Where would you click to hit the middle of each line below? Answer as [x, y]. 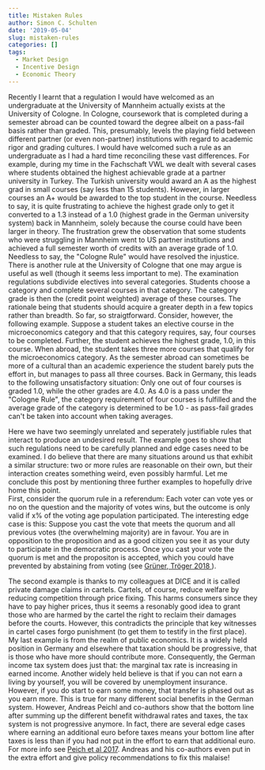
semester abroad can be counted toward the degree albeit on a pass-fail [127, 122]
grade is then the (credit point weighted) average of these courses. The [125, 298]
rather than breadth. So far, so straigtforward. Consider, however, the [121, 315]
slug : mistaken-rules [44, 38]
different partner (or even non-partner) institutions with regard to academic [131, 138]
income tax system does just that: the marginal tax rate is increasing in [123, 665]
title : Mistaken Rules [45, 15]
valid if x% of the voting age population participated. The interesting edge [129, 515]
